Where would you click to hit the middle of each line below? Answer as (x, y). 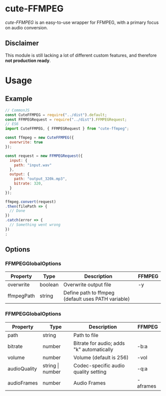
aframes (147, 386)
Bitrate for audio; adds (99, 343)
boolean (49, 285)
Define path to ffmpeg (89, 293)
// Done (18, 211)
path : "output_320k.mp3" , (41, 179)
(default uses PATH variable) (97, 299)
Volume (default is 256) (101, 357)
